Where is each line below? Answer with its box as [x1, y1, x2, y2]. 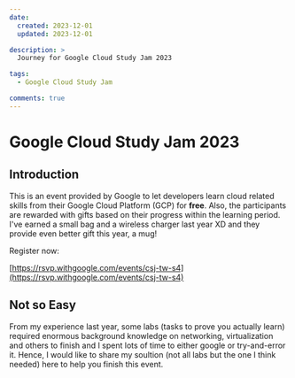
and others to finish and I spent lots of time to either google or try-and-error [9, 340, 286, 351]
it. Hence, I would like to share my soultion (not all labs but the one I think [9, 349, 276, 359]
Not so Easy [9, 297, 77, 312]
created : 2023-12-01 [17, 21, 93, 30]
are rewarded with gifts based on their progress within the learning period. [9, 209, 281, 220]
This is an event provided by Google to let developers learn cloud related [9, 190, 275, 201]
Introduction [9, 167, 80, 182]
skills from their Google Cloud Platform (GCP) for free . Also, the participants [9, 200, 286, 211]
